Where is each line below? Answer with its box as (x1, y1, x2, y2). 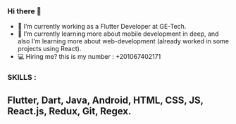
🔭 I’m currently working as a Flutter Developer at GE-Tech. (17, 22, 187, 31)
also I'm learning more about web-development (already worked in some (17, 37, 229, 46)
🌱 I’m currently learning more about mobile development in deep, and (17, 29, 219, 38)
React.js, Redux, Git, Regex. (7, 105, 132, 117)
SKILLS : (7, 73, 37, 83)
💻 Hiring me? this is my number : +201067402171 (17, 53, 161, 61)
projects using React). (17, 45, 82, 53)
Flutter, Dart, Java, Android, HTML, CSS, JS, (7, 94, 204, 106)
